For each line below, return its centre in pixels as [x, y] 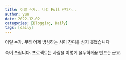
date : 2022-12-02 [23, 19]
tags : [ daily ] [19, 28]
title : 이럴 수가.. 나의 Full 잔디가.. [41, 10]
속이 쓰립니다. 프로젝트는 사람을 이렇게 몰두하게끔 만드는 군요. [63, 53]
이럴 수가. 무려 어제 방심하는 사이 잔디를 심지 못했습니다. [58, 42]
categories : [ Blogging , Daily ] [37, 23]
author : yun [17, 14]
